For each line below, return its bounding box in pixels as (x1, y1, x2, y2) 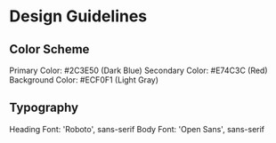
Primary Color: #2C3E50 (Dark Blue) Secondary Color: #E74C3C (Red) (9, 65, 269, 75)
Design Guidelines (9, 6, 148, 27)
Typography (9, 100, 78, 115)
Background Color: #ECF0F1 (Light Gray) (9, 75, 158, 85)
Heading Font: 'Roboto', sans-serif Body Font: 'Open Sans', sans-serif (9, 123, 265, 134)
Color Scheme (9, 42, 90, 57)
